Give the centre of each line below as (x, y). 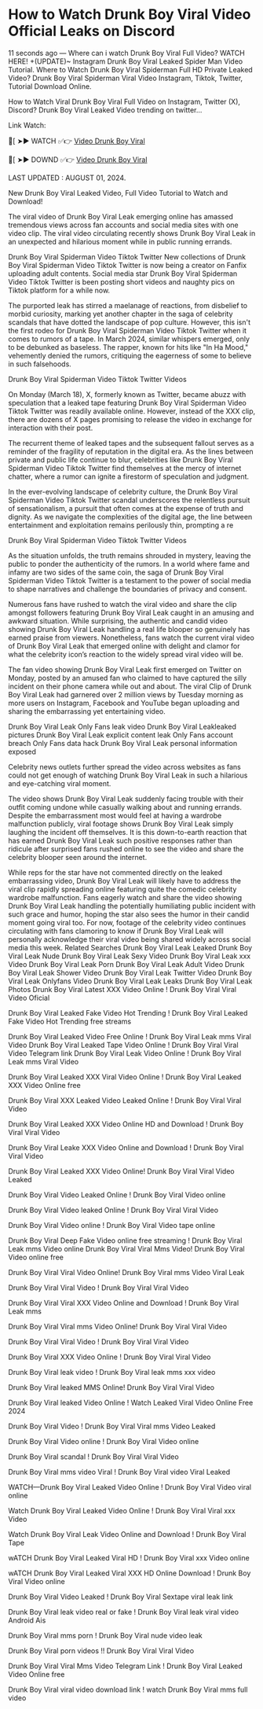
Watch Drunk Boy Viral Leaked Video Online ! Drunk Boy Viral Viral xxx (122, 1510)
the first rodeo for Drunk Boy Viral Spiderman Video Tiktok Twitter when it (128, 330)
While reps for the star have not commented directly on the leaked (115, 872)
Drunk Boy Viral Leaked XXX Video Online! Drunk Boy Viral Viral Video (121, 1171)
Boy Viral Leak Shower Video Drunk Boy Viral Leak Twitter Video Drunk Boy (130, 972)
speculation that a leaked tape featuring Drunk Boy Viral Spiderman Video (128, 402)
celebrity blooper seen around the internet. (78, 857)
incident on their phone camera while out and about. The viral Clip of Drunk (130, 686)
